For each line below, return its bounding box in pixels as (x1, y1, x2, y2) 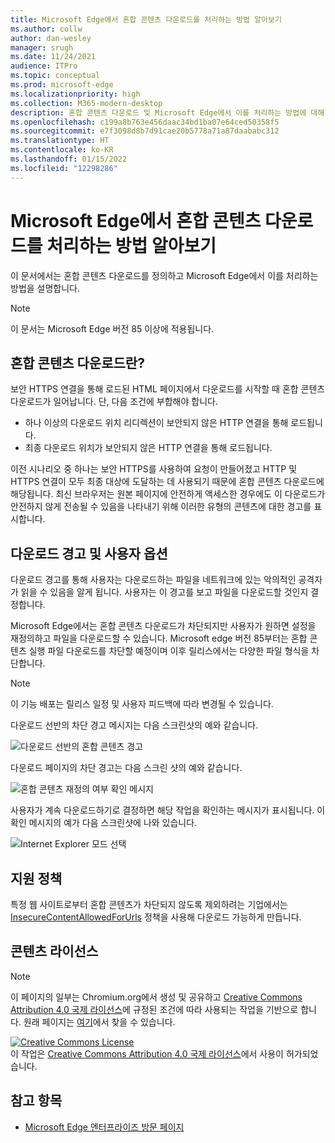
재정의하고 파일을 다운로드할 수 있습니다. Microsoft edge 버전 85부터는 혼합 (10, 632, 308, 645)
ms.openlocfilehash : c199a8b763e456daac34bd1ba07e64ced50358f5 (10, 117, 280, 127)
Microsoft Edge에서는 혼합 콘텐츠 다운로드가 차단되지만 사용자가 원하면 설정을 (10, 620, 317, 632)
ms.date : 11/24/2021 (10, 52, 97, 62)
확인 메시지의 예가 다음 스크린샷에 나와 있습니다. (10, 817, 198, 829)
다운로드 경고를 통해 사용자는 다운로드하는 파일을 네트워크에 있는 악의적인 (10, 574, 297, 586)
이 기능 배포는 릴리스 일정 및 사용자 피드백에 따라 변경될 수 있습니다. (10, 698, 274, 710)
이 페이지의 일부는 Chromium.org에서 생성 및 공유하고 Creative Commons (10, 991, 303, 1003)
